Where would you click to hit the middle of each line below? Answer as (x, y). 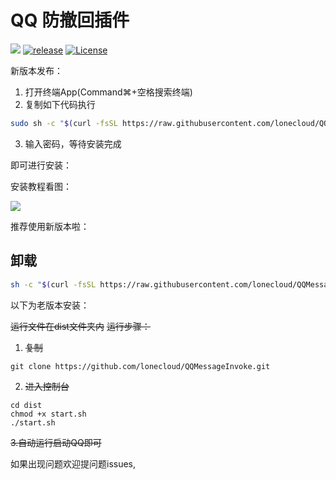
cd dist (26, 405)
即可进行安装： (41, 165)
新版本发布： (36, 70)
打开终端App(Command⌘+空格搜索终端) (108, 92)
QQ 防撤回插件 (70, 20)
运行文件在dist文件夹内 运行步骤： (80, 326)
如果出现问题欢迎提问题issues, (73, 463)
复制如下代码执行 (60, 104)
